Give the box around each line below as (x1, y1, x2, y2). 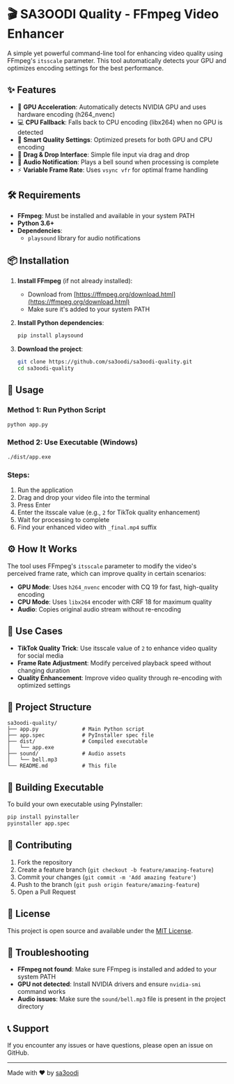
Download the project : (17, 345, 84, 354)
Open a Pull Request (17, 888, 77, 896)
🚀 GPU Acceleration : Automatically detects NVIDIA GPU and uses (17, 103, 207, 111)
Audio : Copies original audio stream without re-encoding (17, 605, 181, 613)
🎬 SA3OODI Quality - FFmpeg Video (7, 6, 219, 22)
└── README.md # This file (7, 763, 117, 769)
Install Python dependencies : (17, 319, 104, 327)
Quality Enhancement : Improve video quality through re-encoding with (17, 673, 222, 682)
